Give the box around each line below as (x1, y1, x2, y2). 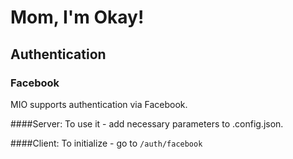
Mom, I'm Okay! (10, 6, 145, 29)
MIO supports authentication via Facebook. (10, 98, 188, 110)
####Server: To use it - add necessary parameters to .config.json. (10, 117, 284, 130)
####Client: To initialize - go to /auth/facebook (10, 137, 203, 149)
